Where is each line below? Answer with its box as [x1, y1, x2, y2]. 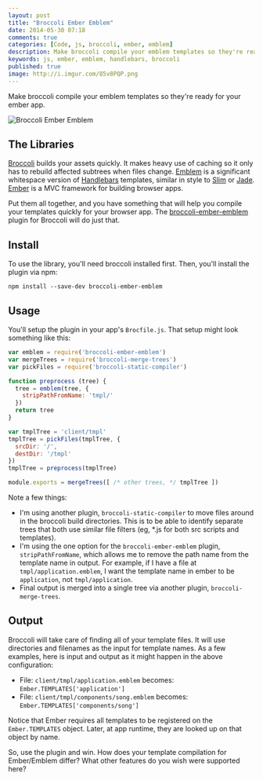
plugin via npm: [8, 268, 58, 277]
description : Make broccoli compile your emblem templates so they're [8, 48, 243, 56]
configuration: [8, 660, 53, 669]
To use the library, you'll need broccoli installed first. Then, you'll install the [8, 259, 250, 269]
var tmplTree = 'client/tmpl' [8, 427, 107, 436]
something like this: [8, 333, 71, 342]
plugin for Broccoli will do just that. [8, 215, 120, 225]
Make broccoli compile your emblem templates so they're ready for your [8, 91, 241, 101]
